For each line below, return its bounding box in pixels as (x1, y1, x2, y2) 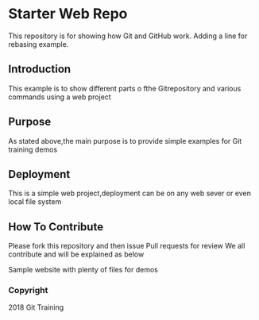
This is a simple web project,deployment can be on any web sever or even (8, 188, 252, 199)
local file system (8, 197, 62, 206)
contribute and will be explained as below (8, 249, 145, 259)
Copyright (8, 285, 48, 296)
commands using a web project (8, 92, 111, 102)
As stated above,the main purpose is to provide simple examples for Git (8, 136, 242, 145)
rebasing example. (8, 39, 69, 48)
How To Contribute (8, 220, 104, 233)
